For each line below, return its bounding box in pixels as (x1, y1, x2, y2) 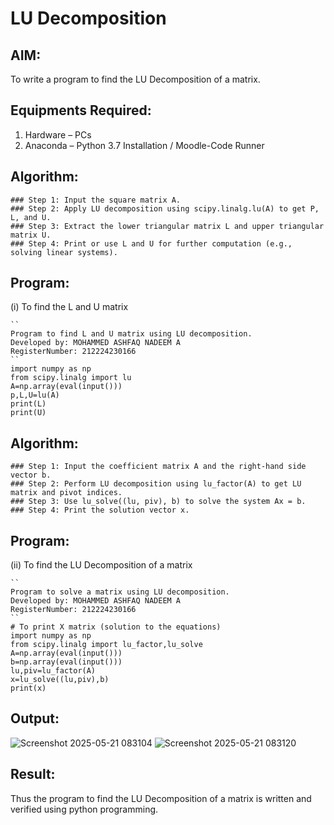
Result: (10, 766, 56, 783)
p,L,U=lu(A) (10, 390, 60, 401)
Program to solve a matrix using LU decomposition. (10, 587, 230, 597)
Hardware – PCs (24, 128, 92, 141)
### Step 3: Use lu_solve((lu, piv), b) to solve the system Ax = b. (10, 497, 307, 507)
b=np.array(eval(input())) (10, 657, 123, 667)
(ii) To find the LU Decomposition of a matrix (10, 559, 193, 571)
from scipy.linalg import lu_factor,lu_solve (10, 640, 203, 650)
